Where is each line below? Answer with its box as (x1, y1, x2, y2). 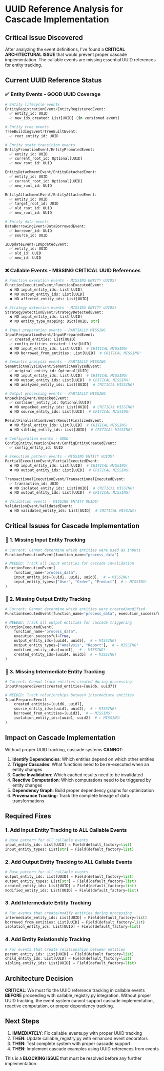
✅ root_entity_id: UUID (9, 133, 59, 138)
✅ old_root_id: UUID (9, 206, 52, 211)
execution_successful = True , (14, 634, 71, 638)
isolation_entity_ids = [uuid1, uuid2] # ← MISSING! (14, 715, 121, 720)
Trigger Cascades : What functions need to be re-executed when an (12, 761, 150, 767)
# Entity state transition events (5, 142, 76, 148)
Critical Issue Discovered (5, 33, 83, 42)
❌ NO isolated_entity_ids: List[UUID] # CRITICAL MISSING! (9, 485, 135, 491)
